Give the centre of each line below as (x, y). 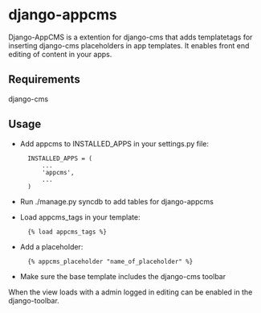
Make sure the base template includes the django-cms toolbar (123, 276)
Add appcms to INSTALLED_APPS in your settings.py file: (114, 143)
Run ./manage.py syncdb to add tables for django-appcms (117, 201)
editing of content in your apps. (60, 54)
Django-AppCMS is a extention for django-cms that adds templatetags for (130, 37)
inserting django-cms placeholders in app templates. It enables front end (129, 45)
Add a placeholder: (51, 246)
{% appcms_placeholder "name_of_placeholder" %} (110, 262)
